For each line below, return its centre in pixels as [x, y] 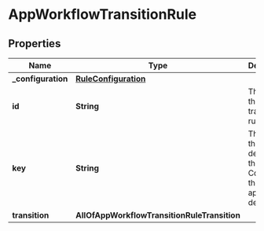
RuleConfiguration [111, 79]
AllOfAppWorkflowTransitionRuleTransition [158, 215]
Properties [35, 44]
